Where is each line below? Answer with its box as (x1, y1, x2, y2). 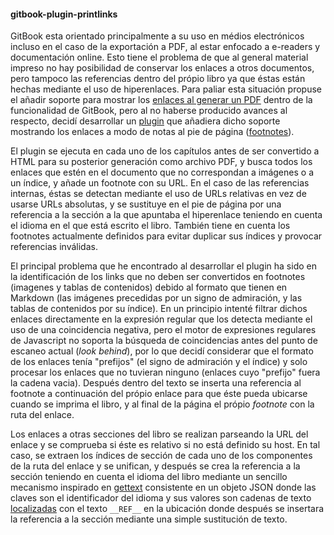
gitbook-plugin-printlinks (10, 8, 118, 20)
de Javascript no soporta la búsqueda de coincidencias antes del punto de (10, 335, 318, 347)
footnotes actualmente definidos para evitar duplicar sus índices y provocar (10, 230, 323, 242)
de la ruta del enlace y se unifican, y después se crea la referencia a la (10, 460, 301, 472)
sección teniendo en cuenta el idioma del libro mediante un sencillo (10, 471, 288, 483)
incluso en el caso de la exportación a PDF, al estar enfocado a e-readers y (10, 41, 321, 53)
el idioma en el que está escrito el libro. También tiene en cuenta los (10, 220, 291, 232)
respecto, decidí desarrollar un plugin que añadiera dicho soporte (10, 115, 281, 127)
